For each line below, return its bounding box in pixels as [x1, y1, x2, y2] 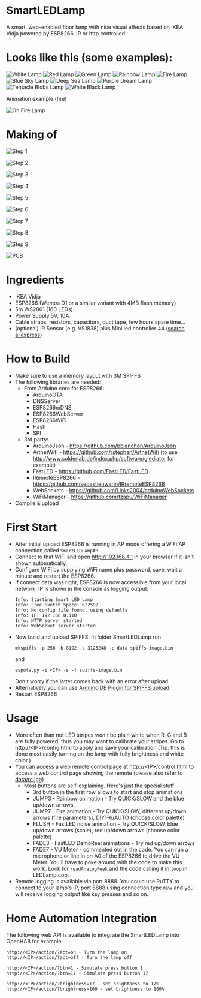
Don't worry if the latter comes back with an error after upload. [14, 677, 170, 684]
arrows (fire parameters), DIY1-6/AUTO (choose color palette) [32, 814, 185, 821]
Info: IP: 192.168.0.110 [14, 612, 77, 618]
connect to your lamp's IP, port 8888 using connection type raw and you [14, 884, 194, 891]
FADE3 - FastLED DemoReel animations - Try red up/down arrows [32, 839, 195, 846]
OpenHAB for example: [6, 937, 63, 945]
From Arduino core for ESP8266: [23, 384, 105, 392]
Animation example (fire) [6, 95, 67, 102]
